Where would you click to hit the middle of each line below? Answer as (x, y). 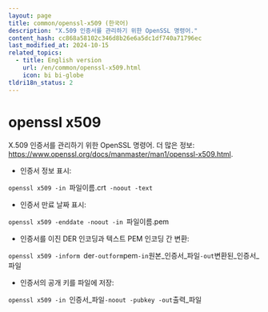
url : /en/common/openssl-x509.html (82, 68)
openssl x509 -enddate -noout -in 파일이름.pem (89, 222)
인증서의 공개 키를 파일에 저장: (67, 283)
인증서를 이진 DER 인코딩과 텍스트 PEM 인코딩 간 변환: (104, 239)
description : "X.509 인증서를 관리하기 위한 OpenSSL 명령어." (103, 30)
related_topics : (35, 53)
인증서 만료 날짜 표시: (53, 205)
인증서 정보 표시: (46, 171)
